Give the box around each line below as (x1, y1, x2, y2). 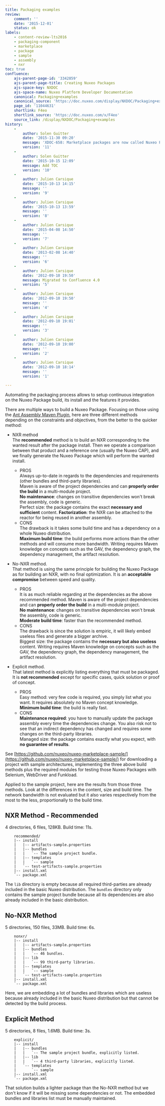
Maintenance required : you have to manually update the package (19, 715, 153, 721)
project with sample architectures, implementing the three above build (5, 761, 147, 767)
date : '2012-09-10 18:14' (23, 365, 76, 370)
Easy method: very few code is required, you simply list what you (19, 694, 151, 700)
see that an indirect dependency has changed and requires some (19, 726, 152, 731)
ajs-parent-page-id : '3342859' (14, 76, 78, 81)
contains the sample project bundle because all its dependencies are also (5, 892, 154, 898)
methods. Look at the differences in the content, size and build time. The (5, 787, 152, 793)
